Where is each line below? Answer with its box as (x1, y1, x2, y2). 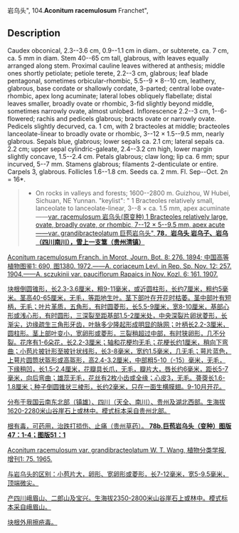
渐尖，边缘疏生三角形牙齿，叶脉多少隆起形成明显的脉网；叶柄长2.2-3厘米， (7, 320, 230, 328)
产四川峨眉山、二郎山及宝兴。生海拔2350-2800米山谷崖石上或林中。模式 (7, 494, 222, 502)
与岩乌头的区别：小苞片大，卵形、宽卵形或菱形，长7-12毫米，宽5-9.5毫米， (7, 470, 229, 478)
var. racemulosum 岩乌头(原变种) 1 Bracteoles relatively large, (48, 212, 228, 221)
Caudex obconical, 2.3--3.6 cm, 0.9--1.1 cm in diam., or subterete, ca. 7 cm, (7, 46, 229, 55)
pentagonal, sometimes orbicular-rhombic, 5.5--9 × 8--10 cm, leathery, (7, 76, 217, 85)
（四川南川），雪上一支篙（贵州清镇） (35, 237, 145, 246)
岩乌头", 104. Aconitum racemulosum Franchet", (7, 6, 149, 14)
